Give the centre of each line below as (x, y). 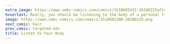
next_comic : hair (24, 24)
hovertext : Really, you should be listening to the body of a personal (82, 15)
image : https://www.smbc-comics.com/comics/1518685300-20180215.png (79, 19)
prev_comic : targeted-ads (32, 29)
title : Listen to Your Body (35, 33)
